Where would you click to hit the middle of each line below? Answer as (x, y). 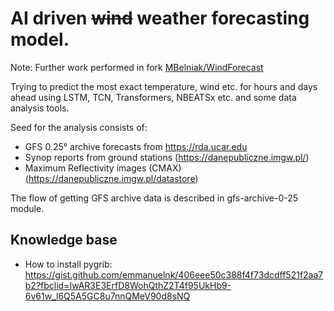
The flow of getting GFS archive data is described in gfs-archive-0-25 (154, 198)
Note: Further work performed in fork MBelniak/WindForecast (137, 67)
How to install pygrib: (68, 264)
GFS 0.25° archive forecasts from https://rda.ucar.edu (136, 146)
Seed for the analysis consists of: (79, 127)
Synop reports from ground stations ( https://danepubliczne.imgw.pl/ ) (167, 157)
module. (27, 208)
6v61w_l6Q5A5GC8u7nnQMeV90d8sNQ (107, 296)
